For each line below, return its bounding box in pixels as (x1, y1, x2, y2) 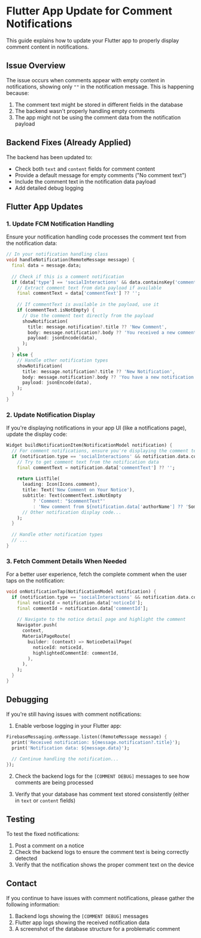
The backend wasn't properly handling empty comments (14, 107, 155, 115)
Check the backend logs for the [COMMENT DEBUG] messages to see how (14, 773, 190, 780)
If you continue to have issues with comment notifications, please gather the (6, 894, 194, 901)
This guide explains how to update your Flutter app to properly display (6, 37, 179, 44)
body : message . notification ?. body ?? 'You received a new (28, 329, 175, 336)
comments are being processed (14, 779, 94, 786)
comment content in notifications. (6, 43, 89, 50)
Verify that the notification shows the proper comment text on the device (14, 861, 194, 868)
